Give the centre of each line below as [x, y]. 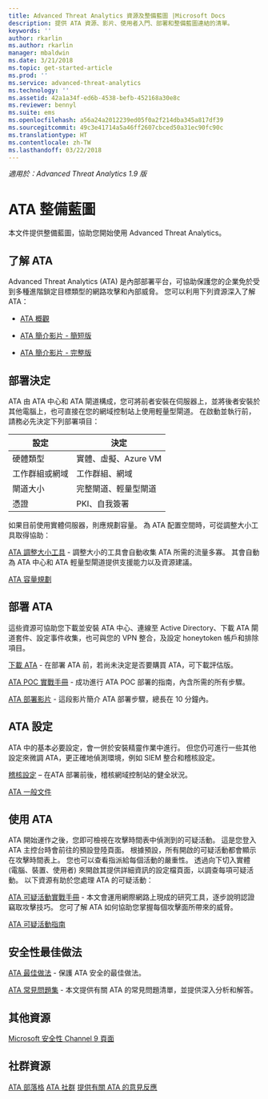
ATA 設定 [31, 727]
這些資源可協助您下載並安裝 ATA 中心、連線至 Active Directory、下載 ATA [129, 627]
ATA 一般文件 [30, 792]
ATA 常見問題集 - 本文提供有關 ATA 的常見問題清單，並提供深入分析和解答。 [133, 990]
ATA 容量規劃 [30, 579]
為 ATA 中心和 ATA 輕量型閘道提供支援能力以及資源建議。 [102, 562]
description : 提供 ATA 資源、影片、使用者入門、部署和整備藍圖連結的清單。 [121, 23]
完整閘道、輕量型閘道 [117, 489]
